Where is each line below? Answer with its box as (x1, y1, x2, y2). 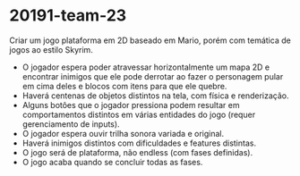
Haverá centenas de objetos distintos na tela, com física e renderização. (21, 90, 289, 101)
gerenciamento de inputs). (21, 118, 120, 130)
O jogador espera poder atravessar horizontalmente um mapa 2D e (21, 62, 270, 72)
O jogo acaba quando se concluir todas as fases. (21, 156, 203, 167)
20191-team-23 (9, 5, 127, 26)
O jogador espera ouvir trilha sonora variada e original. (21, 128, 225, 138)
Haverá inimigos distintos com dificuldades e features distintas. (21, 138, 257, 148)
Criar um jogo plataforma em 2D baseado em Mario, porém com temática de (9, 35, 291, 46)
